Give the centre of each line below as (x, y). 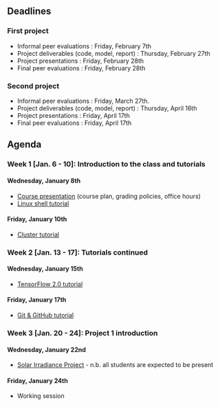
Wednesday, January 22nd (46, 349)
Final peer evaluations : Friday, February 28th (81, 68)
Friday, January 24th (38, 380)
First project (28, 31)
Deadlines (29, 11)
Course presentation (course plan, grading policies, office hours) (109, 196)
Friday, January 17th (37, 300)
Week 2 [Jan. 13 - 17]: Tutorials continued (78, 252)
